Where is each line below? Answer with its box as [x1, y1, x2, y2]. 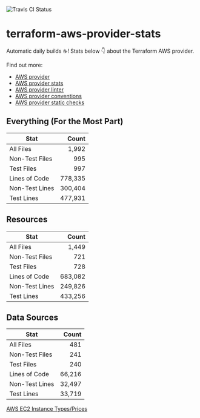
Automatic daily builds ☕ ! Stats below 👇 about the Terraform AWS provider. [6, 47, 195, 55]
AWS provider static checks [15, 99, 85, 106]
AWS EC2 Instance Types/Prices [6, 405, 88, 413]
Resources [6, 214, 48, 225]
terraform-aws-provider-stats [6, 27, 161, 41]
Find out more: [6, 61, 43, 68]
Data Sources [6, 312, 59, 322]
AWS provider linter [15, 85, 64, 93]
